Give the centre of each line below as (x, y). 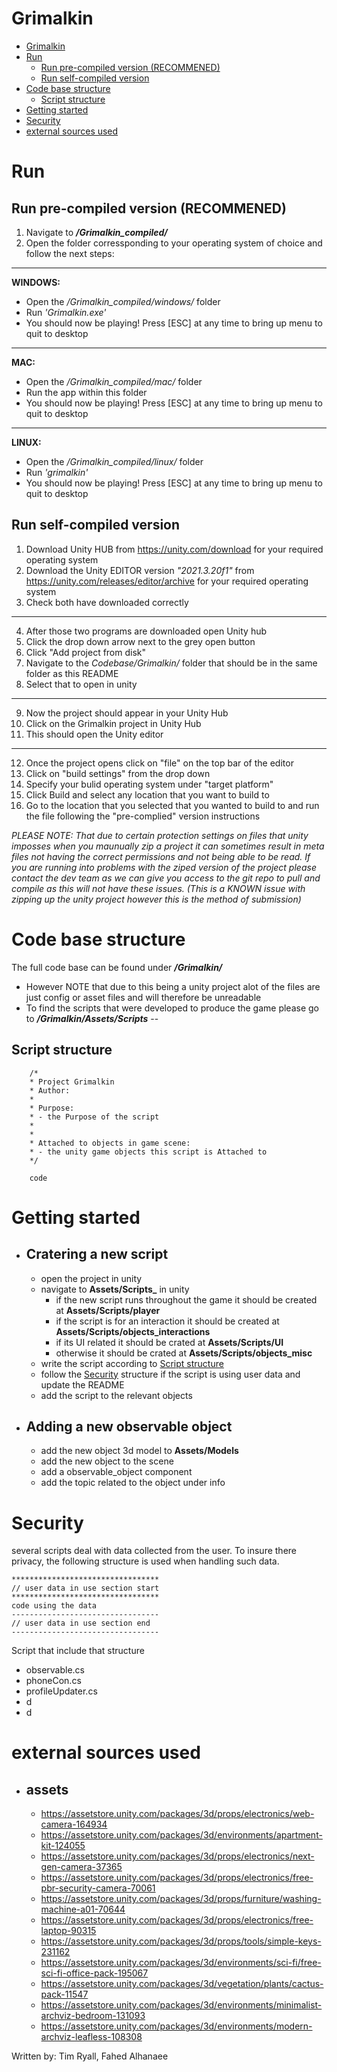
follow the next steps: (70, 253)
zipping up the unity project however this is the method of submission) (156, 899)
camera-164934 (74, 1824)
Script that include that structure (78, 1651)
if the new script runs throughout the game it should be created (186, 1299)
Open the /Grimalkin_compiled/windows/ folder (123, 301)
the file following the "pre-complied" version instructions (143, 816)
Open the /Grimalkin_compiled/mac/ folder (114, 381)
